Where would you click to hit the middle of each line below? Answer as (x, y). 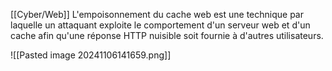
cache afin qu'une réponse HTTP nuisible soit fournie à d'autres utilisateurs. (167, 35)
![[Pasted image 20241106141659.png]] (91, 55)
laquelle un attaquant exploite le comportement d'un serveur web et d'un (160, 25)
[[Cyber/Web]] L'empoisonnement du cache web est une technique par (157, 14)
